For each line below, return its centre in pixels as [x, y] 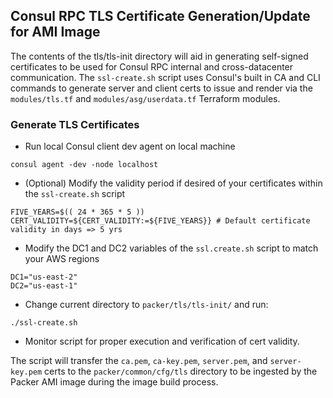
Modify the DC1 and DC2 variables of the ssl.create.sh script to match [171, 248]
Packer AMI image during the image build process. [114, 382]
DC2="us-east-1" [44, 286]
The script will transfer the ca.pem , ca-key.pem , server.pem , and [139, 361]
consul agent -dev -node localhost [84, 165]
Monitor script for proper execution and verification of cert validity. [162, 341]
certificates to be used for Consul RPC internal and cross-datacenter [152, 66]
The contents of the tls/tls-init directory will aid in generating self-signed [159, 56]
